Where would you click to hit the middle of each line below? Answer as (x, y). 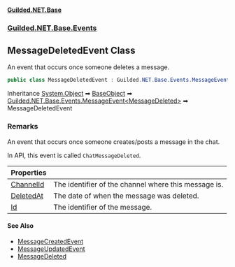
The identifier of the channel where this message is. (138, 184)
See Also (20, 226)
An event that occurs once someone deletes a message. (88, 67)
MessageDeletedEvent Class (71, 50)
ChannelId (28, 184)
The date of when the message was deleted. (126, 196)
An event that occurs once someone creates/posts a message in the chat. (114, 142)
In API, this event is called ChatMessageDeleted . (74, 155)
